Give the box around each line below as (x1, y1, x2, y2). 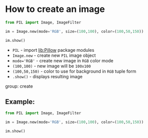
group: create (5, 83, 33, 89)
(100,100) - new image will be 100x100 (12, 63, 91, 69)
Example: (5, 97, 35, 106)
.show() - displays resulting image (12, 73, 83, 79)
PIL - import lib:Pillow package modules (12, 47, 95, 53)
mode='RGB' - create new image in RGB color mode (12, 57, 114, 63)
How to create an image (5, 3, 105, 15)
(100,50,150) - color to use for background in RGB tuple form (12, 68, 137, 74)
